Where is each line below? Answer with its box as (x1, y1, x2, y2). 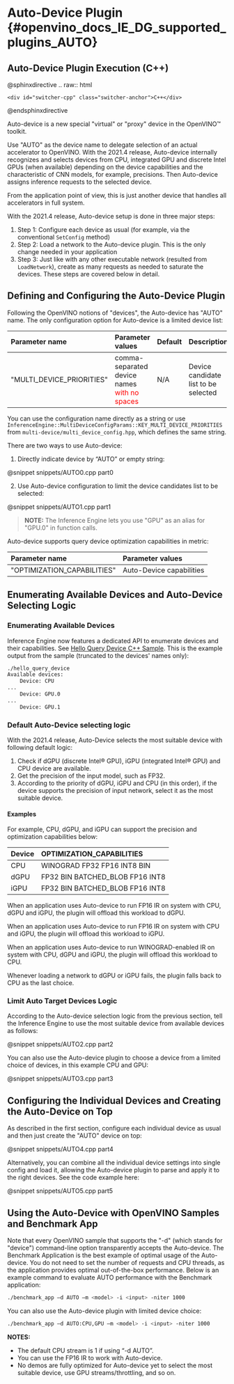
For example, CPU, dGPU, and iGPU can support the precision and (7, 825, 197, 833)
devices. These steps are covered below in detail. (17, 270, 160, 278)
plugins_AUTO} (7, 35, 98, 50)
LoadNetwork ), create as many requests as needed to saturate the (17, 262, 204, 271)
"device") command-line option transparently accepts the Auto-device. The (7, 1244, 224, 1252)
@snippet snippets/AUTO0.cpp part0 (7, 468, 114, 476)
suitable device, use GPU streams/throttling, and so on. (17, 1368, 176, 1376)
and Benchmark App (7, 1218, 98, 1229)
